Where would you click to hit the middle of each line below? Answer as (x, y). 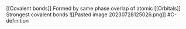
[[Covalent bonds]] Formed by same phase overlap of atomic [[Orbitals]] (94, 8)
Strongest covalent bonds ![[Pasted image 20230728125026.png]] (86, 14)
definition (18, 21)
